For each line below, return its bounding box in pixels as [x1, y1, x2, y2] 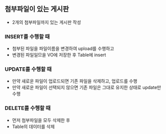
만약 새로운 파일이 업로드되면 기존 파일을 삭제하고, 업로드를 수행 [12, 78, 137, 84]
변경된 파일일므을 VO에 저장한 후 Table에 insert [12, 52, 106, 58]
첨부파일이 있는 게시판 [5, 5, 69, 14]
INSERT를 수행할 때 [5, 33, 50, 40]
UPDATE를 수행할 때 [5, 66, 52, 73]
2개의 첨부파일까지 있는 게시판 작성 [12, 19, 81, 25]
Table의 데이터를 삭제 [12, 123, 55, 129]
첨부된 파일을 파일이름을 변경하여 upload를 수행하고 [12, 46, 115, 52]
